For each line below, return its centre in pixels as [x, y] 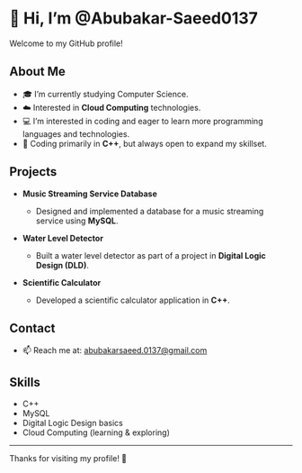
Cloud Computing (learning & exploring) [96, 432]
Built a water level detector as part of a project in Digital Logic [151, 255]
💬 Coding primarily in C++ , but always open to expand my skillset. [144, 143]
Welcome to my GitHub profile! [66, 43]
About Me [37, 72]
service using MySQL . [77, 221]
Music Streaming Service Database [89, 194]
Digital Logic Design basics [72, 423]
